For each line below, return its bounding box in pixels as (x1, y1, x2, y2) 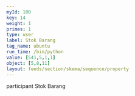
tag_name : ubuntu (6, 43, 50, 50)
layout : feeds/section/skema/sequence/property (6, 65, 130, 72)
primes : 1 (6, 26, 32, 32)
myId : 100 (6, 9, 32, 15)
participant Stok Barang (6, 83, 66, 90)
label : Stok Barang (6, 37, 56, 43)
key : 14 (6, 15, 26, 21)
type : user (6, 32, 34, 38)
